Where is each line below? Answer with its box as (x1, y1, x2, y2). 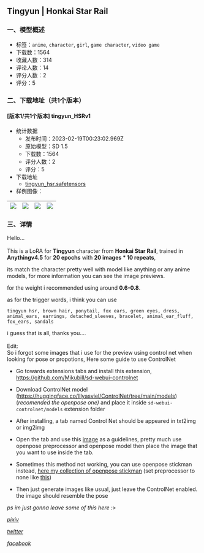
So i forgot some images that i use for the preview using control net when (7, 349, 192, 357)
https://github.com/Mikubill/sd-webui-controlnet (15, 374, 138, 381)
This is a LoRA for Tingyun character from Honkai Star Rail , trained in (7, 247, 183, 255)
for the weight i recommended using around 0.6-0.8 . (7, 284, 141, 292)
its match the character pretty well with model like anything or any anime (7, 266, 191, 273)
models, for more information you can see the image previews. (7, 273, 165, 280)
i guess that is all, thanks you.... (7, 330, 86, 337)
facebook (7, 539, 31, 547)
